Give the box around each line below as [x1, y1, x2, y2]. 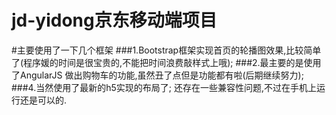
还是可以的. [19, 94, 68, 106]
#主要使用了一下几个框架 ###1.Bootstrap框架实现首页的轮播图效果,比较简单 [11, 44, 322, 56]
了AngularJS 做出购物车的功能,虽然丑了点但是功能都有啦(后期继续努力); [11, 69, 304, 81]
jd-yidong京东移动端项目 [11, 9, 218, 32]
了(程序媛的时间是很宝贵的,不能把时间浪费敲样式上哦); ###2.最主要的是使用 [11, 56, 322, 68]
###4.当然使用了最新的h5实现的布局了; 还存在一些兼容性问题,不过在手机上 [11, 81, 317, 93]
